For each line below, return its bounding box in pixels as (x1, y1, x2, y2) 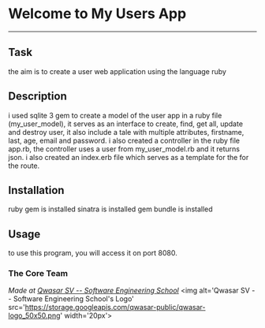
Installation (8, 183, 65, 197)
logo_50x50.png (8, 311, 61, 320)
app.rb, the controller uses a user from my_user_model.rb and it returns (8, 143, 241, 154)
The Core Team (8, 268, 69, 279)
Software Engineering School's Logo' (13, 294, 134, 304)
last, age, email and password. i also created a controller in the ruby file (8, 136, 241, 145)
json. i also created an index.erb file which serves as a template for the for (8, 152, 249, 162)
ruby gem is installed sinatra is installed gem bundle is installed (8, 204, 213, 214)
